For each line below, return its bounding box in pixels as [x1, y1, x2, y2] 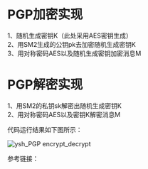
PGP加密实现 [7, 6, 83, 23]
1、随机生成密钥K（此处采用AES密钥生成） [7, 31, 133, 40]
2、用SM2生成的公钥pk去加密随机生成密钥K [7, 40, 137, 48]
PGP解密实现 [7, 77, 83, 93]
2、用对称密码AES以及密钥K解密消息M [7, 110, 121, 119]
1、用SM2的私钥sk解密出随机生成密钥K [7, 101, 122, 110]
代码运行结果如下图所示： [7, 125, 83, 133]
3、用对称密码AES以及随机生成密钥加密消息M [7, 49, 142, 58]
